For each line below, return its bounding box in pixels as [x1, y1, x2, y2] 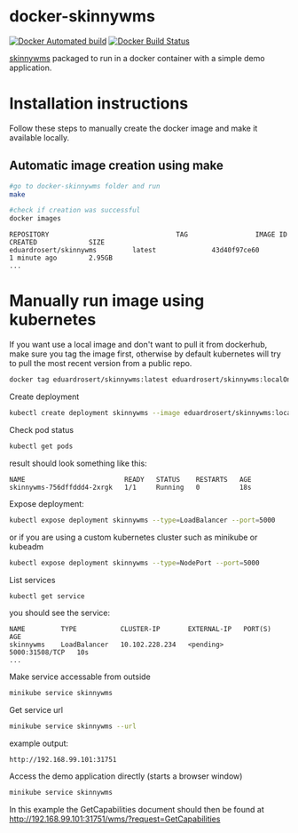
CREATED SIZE [9, 238, 105, 247]
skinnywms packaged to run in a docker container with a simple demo [9, 52, 265, 63]
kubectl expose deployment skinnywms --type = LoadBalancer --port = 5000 [9, 516, 276, 525]
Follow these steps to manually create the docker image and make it [9, 123, 258, 133]
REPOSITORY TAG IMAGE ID [9, 230, 288, 239]
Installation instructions [9, 93, 189, 114]
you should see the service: [9, 607, 111, 619]
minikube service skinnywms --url [9, 722, 137, 731]
